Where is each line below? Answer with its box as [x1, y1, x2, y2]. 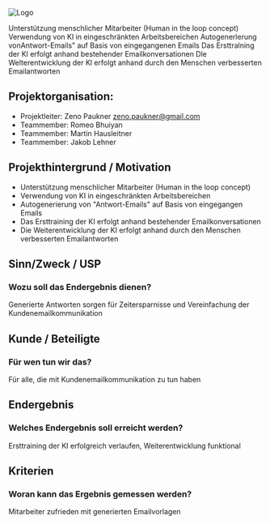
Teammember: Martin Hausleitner [19, 128, 133, 138]
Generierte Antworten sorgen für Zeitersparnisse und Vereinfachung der [8, 300, 250, 309]
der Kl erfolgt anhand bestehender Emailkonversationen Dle [8, 49, 208, 58]
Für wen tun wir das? [8, 356, 92, 368]
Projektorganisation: [8, 90, 114, 104]
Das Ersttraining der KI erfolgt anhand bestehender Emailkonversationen [19, 216, 261, 226]
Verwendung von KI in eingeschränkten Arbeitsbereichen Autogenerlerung [8, 32, 257, 41]
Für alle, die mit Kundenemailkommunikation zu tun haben [8, 375, 201, 384]
